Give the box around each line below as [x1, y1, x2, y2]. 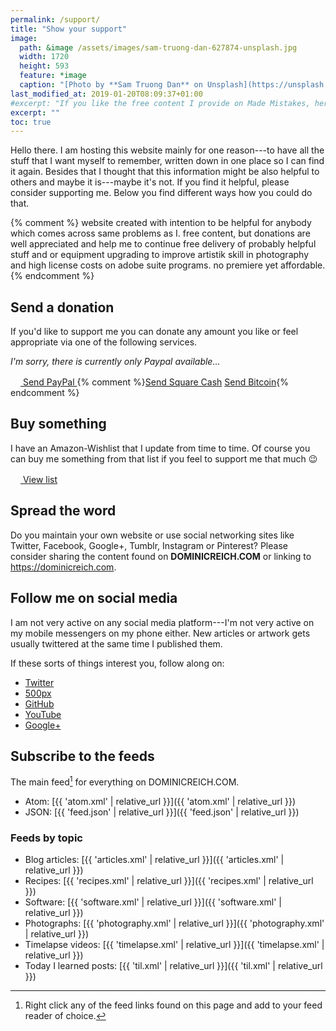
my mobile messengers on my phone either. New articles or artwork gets [10, 627, 311, 639]
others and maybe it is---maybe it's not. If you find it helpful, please [10, 176, 290, 188]
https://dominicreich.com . [10, 561, 117, 573]
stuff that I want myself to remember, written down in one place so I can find [10, 155, 325, 167]
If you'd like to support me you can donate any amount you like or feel [10, 326, 299, 338]
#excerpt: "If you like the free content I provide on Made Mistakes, [10, 98, 311, 108]
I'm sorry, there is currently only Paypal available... [10, 356, 221, 368]
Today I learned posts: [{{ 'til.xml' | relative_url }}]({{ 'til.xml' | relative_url [24, 960, 323, 972]
